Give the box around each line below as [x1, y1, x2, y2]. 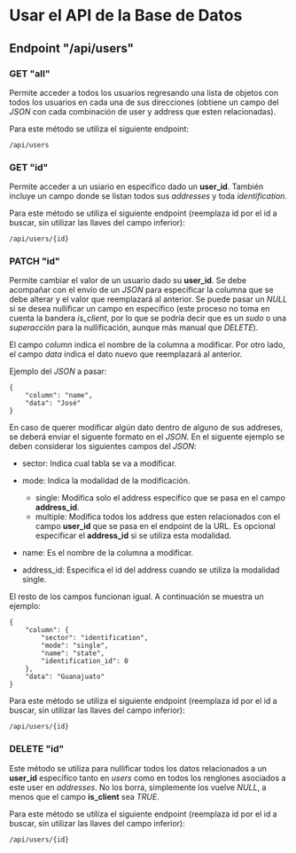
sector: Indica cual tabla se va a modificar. [21, 458, 177, 469]
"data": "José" [25, 399, 82, 408]
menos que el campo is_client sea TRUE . [9, 791, 160, 802]
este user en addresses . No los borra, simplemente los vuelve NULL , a [9, 782, 267, 793]
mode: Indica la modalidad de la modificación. [21, 476, 191, 486]
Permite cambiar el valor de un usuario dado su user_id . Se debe [9, 275, 246, 286]
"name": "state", [41, 649, 105, 658]
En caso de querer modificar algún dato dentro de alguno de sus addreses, [9, 423, 284, 433]
